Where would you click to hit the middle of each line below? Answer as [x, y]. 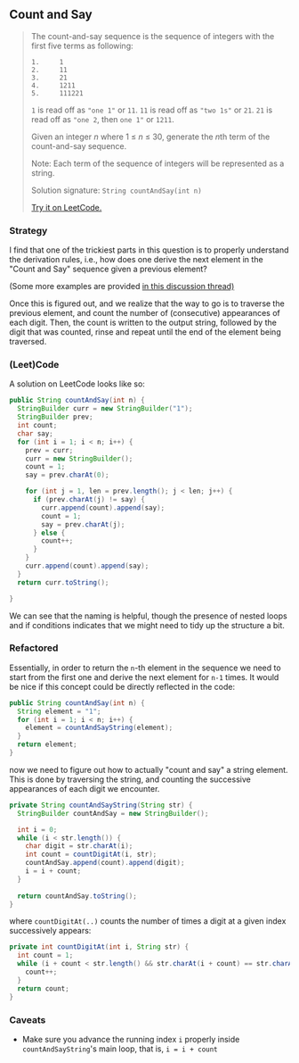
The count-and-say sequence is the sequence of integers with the [153, 36]
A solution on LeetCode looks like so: [77, 384]
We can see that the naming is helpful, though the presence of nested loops [148, 616]
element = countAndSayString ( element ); [99, 728]
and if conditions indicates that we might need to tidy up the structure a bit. [147, 625]
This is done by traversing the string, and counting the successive [130, 779]
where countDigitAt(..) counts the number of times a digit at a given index [148, 921]
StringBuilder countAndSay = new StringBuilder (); [113, 813]
